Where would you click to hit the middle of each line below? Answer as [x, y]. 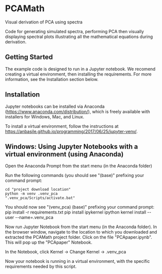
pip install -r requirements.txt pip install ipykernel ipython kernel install [76, 212]
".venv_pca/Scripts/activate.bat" [40, 198]
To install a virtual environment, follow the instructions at [62, 126]
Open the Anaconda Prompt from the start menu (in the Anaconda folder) [79, 166]
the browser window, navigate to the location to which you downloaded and [81, 232]
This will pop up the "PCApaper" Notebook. [49, 242]
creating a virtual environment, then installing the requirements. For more [79, 74]
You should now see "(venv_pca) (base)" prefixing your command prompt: [80, 207]
